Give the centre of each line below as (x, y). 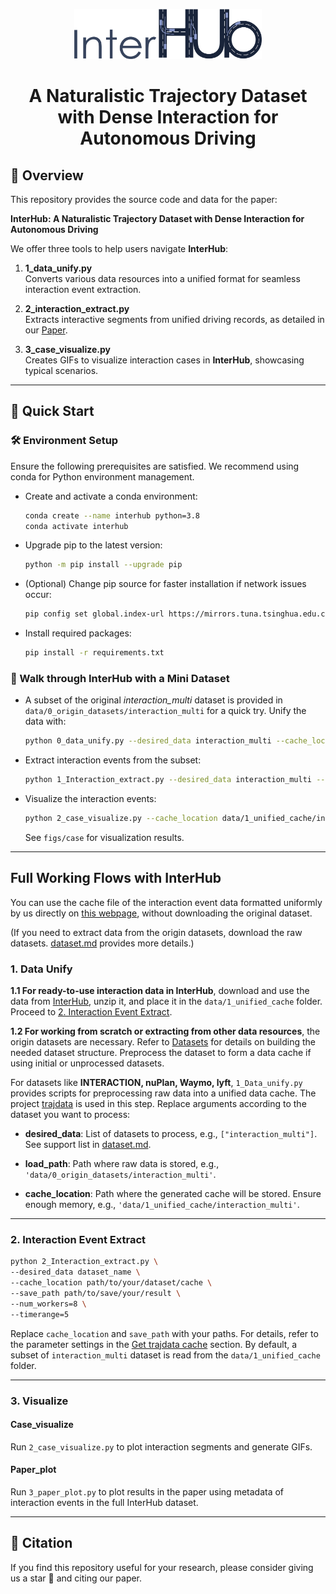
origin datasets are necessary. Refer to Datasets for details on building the (163, 1042)
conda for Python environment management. (102, 476)
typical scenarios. (61, 370)
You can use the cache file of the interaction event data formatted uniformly (166, 902)
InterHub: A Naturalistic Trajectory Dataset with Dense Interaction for (157, 218)
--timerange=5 (40, 1314)
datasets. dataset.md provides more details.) (102, 943)
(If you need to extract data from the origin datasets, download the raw (156, 932)
